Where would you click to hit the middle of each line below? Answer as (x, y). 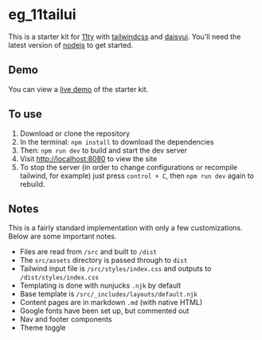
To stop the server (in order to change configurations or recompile (128, 167)
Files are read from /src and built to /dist (88, 252)
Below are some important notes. (63, 237)
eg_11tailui (43, 15)
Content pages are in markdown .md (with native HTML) (111, 303)
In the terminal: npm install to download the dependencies (117, 141)
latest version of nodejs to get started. (71, 44)
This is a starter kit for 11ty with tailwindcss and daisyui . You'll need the (125, 37)
